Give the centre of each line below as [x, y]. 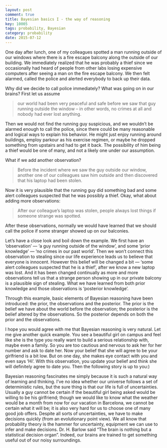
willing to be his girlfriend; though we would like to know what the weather [82, 397]
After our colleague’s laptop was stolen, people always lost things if [86, 210]
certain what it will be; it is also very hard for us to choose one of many [78, 408]
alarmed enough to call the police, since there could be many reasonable [80, 129]
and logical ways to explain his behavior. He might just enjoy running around [83, 134]
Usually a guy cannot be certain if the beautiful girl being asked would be [80, 392]
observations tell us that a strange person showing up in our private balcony [83, 278]
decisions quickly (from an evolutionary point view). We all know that [76, 418]
